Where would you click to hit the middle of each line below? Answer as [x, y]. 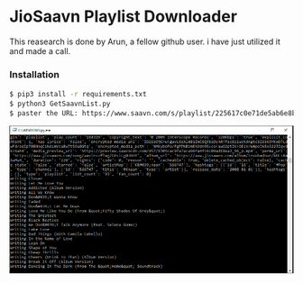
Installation [35, 74]
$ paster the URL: [44, 113]
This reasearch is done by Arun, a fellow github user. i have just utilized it [145, 41]
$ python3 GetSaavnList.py [60, 104]
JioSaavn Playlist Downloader [123, 17]
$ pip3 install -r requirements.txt [78, 95]
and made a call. [40, 50]
